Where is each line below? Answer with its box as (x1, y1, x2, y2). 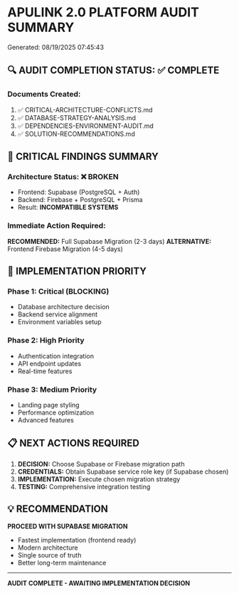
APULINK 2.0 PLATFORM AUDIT (7, 4, 199, 21)
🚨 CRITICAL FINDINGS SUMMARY (7, 151, 159, 163)
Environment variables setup (17, 318, 102, 326)
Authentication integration (17, 351, 95, 360)
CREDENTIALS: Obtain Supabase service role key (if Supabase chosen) (17, 467, 229, 476)
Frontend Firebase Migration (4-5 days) (7, 245, 123, 253)
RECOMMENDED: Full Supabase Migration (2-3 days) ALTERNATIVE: (7, 237, 212, 245)
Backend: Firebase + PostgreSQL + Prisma (17, 196, 144, 204)
